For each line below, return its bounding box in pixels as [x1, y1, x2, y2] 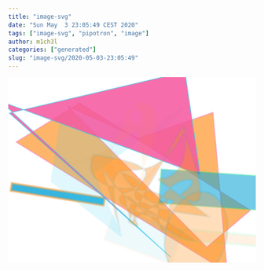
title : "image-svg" [8, 13, 72, 20]
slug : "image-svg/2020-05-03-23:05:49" [8, 54, 139, 62]
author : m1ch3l [8, 38, 58, 46]
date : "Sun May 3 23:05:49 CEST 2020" [8, 20, 139, 29]
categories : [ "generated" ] [8, 46, 97, 54]
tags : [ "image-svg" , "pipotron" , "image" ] [8, 29, 149, 37]
